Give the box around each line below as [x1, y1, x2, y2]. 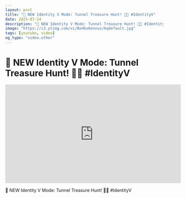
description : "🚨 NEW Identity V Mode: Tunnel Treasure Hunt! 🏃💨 [5, 21, 142, 27]
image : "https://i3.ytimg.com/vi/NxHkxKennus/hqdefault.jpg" [5, 26, 136, 31]
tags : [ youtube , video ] [5, 31, 55, 36]
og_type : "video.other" [5, 36, 55, 41]
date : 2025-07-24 [5, 17, 42, 22]
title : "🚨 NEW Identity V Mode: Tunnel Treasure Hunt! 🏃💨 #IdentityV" [5, 12, 156, 17]
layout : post [5, 7, 33, 13]
